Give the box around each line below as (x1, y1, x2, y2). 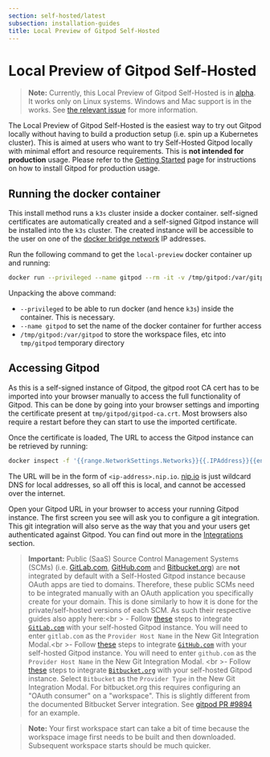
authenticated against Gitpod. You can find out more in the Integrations (8, 529, 243, 540)
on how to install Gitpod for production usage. (8, 163, 161, 173)
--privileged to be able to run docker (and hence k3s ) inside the (19, 304, 235, 313)
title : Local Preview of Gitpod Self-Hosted (8, 27, 160, 35)
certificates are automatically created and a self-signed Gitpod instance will (8, 217, 259, 226)
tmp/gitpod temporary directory (19, 338, 125, 347)
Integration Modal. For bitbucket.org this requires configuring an (27, 682, 241, 692)
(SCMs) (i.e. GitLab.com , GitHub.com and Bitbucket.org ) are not (27, 562, 240, 572)
